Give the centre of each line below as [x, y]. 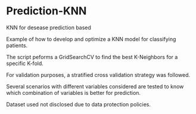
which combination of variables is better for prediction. [74, 93]
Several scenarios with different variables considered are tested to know [95, 86]
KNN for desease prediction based [49, 27]
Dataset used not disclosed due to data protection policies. [78, 104]
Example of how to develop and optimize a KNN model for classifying [91, 39]
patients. [17, 45]
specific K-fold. [25, 63]
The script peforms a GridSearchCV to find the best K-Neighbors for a [92, 57]
